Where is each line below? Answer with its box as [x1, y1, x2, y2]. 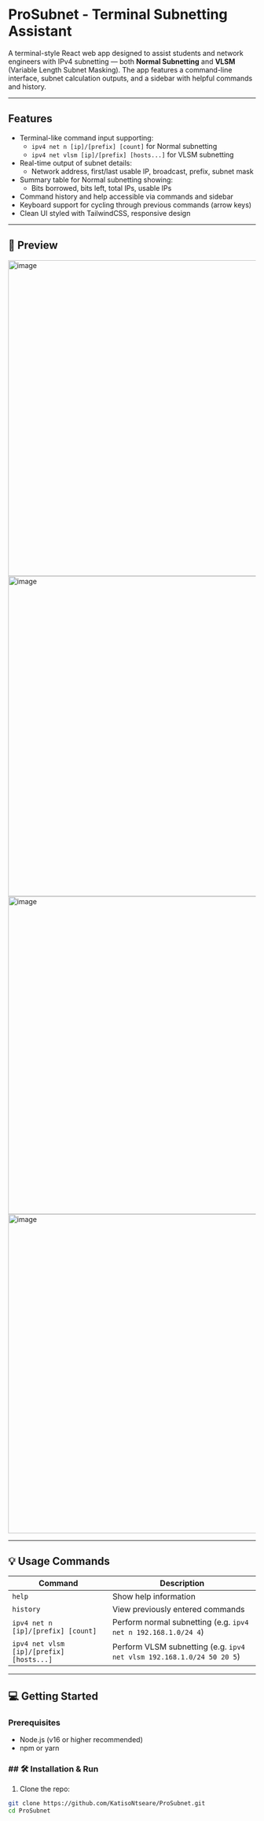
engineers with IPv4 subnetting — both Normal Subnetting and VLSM [8, 57, 236, 66]
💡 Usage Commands [8, 1555, 110, 1568]
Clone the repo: [19, 1784, 71, 1794]
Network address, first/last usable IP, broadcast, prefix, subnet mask [31, 166, 254, 176]
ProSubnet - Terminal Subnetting [8, 6, 228, 24]
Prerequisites [8, 1717, 60, 1728]
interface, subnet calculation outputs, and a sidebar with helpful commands [8, 73, 253, 83]
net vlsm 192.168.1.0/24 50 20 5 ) [112, 1652, 241, 1663]
